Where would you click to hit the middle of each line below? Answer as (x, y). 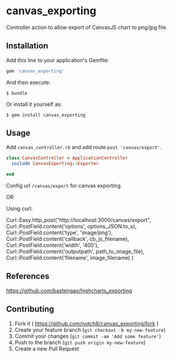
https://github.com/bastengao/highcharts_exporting (69, 291)
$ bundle (17, 93)
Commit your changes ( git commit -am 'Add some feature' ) (88, 336)
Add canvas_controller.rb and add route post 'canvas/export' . (84, 147)
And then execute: (28, 82)
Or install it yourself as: (34, 104)
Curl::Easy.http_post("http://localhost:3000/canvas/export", (79, 220)
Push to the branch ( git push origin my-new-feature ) (80, 342)
